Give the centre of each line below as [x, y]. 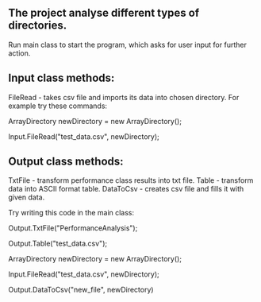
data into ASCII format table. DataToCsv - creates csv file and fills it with [126, 189]
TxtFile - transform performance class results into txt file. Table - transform [131, 180]
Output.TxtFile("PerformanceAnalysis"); [73, 228]
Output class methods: [66, 162]
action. [19, 53]
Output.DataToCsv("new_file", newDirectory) [81, 290]
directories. [38, 26]
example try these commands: [58, 106]
